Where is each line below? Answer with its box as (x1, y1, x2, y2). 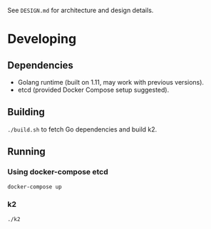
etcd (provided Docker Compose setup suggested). (17, 85, 170, 94)
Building (7, 106, 45, 118)
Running (7, 146, 46, 158)
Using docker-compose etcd (7, 167, 108, 177)
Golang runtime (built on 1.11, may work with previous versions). (17, 78, 205, 86)
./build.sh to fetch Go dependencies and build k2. (7, 124, 158, 134)
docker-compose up (7, 183, 62, 191)
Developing (7, 31, 77, 47)
